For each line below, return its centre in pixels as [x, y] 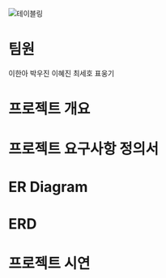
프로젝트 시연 [49, 263]
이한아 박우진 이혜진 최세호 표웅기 [62, 73]
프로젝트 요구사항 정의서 [84, 149]
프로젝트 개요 [49, 109]
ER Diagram [48, 187]
